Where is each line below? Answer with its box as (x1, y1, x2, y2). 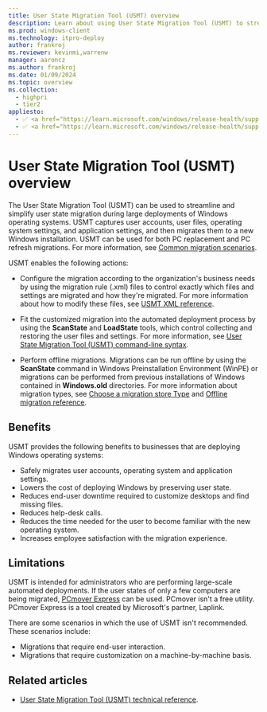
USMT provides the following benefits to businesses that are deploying (8, 441, 241, 451)
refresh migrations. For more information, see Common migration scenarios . (8, 242, 257, 252)
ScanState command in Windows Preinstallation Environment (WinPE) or (19, 363, 258, 373)
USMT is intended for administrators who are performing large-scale (8, 577, 233, 587)
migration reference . (19, 397, 87, 407)
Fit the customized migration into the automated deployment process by (19, 314, 256, 323)
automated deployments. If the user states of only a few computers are (8, 586, 241, 596)
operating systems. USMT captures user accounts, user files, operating (8, 217, 242, 227)
